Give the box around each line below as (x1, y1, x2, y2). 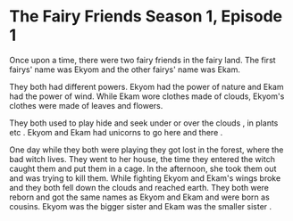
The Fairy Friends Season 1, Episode (9, 6, 283, 27)
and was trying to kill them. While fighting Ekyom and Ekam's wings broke (9, 172, 281, 184)
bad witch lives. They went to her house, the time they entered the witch (9, 153, 275, 164)
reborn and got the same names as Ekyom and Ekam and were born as (9, 192, 270, 202)
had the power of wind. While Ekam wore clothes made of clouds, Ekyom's (9, 91, 285, 102)
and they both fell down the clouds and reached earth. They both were (9, 182, 270, 192)
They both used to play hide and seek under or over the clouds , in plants (9, 118, 279, 128)
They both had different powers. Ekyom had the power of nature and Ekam (9, 81, 284, 92)
